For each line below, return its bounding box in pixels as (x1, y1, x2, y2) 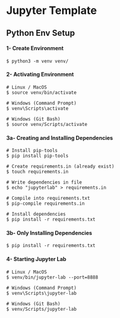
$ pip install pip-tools (6, 153, 69, 159)
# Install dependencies (6, 211, 66, 217)
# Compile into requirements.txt (6, 195, 90, 202)
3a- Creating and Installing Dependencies (6, 134, 113, 141)
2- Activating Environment (6, 71, 74, 78)
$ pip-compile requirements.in (6, 200, 85, 207)
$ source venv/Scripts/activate (6, 121, 87, 127)
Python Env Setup (6, 28, 75, 38)
